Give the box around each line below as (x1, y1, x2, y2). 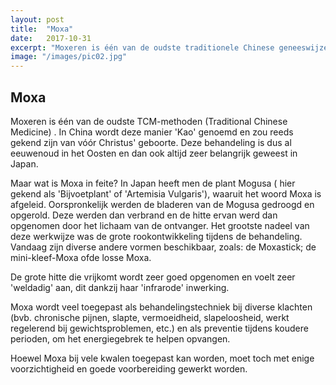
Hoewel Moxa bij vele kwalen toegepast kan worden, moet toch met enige (10, 352, 315, 364)
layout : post (10, 14, 65, 25)
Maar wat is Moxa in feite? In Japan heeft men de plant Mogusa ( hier (10, 177, 296, 189)
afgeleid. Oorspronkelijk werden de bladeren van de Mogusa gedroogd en (10, 198, 315, 210)
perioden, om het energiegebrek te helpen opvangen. (10, 332, 231, 345)
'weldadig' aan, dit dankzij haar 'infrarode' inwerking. (10, 281, 230, 293)
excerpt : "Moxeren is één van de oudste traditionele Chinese (10, 42, 275, 53)
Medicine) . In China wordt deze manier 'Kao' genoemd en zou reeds (10, 126, 294, 138)
